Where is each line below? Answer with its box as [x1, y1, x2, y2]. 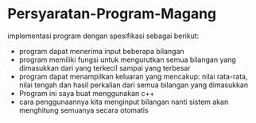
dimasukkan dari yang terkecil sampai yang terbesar [18, 63, 192, 72]
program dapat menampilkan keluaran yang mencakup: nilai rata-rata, [18, 71, 248, 81]
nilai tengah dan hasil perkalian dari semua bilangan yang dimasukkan [18, 80, 249, 90]
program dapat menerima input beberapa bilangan [18, 46, 184, 56]
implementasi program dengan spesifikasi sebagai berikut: [7, 31, 200, 40]
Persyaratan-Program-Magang [7, 5, 217, 23]
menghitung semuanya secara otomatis [18, 105, 149, 115]
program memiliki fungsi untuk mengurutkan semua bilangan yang [18, 55, 236, 64]
